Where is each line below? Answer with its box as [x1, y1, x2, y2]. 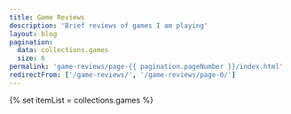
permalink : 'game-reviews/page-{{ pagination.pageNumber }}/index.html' [9, 63, 284, 72]
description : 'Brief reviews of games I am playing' [9, 21, 208, 30]
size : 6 [17, 54, 46, 63]
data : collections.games [17, 46, 109, 55]
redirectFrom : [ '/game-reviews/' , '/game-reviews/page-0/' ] [9, 71, 237, 80]
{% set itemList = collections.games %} [9, 95, 153, 105]
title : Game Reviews [9, 12, 86, 22]
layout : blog [9, 29, 58, 38]
